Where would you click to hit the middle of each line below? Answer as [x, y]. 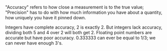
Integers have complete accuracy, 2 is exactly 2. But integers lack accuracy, [84, 27]
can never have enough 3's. [34, 43]
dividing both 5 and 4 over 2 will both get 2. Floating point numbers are [78, 32]
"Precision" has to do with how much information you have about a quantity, [84, 12]
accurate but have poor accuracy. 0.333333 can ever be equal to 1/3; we [80, 38]
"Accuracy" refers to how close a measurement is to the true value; [74, 7]
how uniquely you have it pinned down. [46, 18]
